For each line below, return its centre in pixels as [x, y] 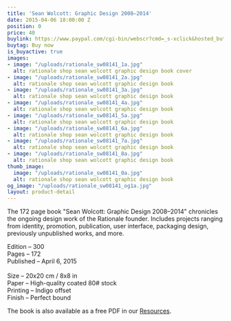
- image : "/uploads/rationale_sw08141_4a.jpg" [75, 103]
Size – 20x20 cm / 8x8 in [42, 276]
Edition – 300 [26, 247]
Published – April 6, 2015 [42, 261]
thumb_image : [26, 166]
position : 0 [24, 26]
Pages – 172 [24, 254]
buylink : [20, 39]
